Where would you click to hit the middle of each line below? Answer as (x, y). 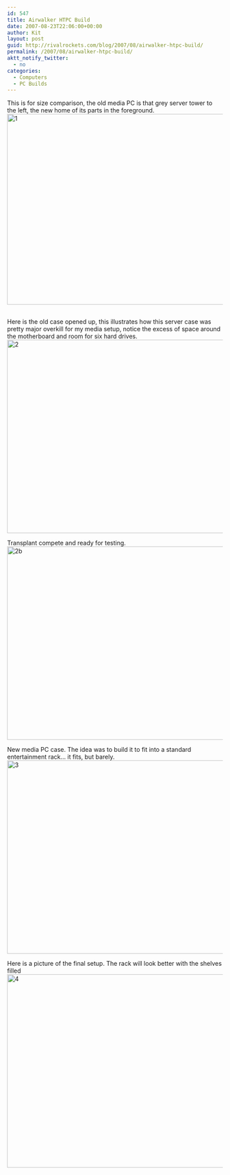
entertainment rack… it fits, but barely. (61, 757)
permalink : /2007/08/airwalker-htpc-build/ (70, 52)
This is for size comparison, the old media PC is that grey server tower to (110, 103)
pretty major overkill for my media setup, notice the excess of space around (114, 329)
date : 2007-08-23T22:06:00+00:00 (55, 26)
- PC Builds (30, 84)
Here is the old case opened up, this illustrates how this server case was (109, 322)
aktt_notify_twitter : (38, 58)
